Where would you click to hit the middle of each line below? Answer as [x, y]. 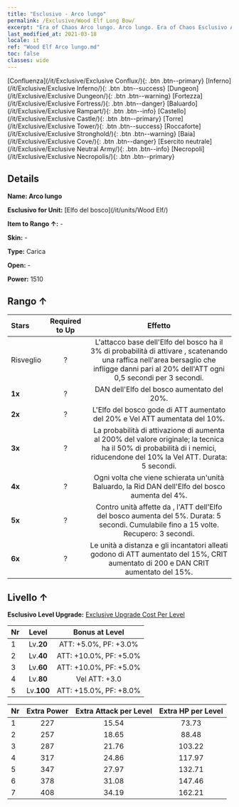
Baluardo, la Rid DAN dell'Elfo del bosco [159, 487]
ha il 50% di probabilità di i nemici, [159, 448]
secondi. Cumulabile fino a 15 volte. [159, 525]
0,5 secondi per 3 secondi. [159, 378]
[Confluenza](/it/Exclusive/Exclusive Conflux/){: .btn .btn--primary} [106, 81]
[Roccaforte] [182, 126]
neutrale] [198, 141]
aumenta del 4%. [159, 495]
